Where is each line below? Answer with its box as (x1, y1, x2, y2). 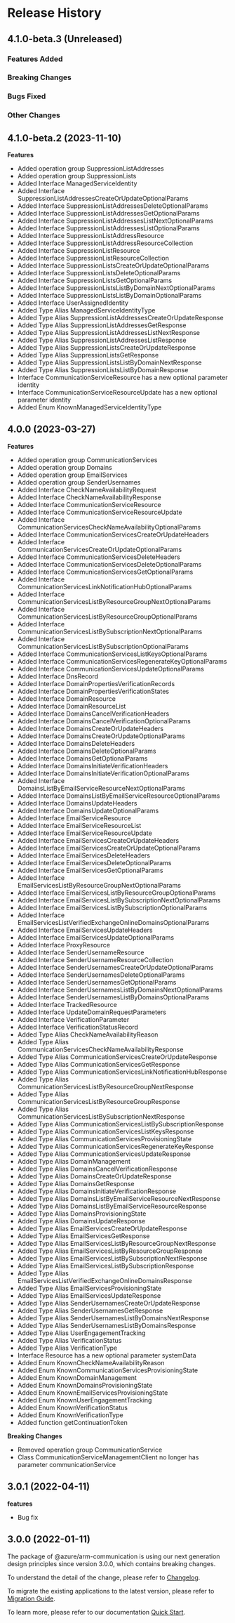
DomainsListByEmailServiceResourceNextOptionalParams (17, 784, 186, 792)
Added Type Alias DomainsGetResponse (17, 1179, 135, 1188)
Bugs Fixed (7, 91, 46, 101)
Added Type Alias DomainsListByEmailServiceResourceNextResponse (17, 1194, 221, 1202)
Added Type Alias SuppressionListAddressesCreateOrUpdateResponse (17, 314, 224, 322)
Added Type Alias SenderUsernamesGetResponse (17, 1306, 163, 1315)
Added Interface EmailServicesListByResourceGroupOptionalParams (17, 888, 216, 897)
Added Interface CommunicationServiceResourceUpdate (17, 508, 182, 516)
